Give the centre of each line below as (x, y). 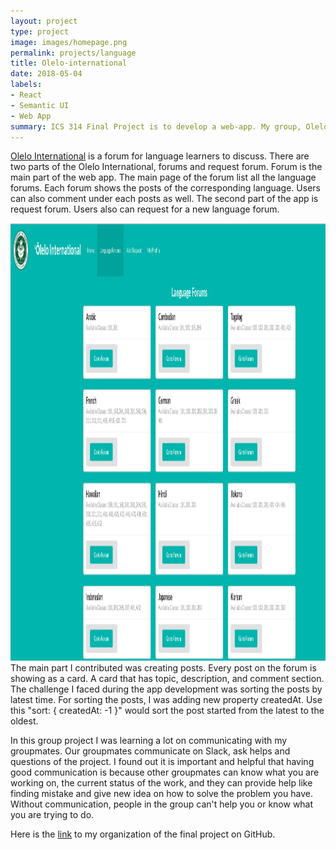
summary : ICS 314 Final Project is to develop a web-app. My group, (156, 126)
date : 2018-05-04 (46, 74)
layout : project (44, 21)
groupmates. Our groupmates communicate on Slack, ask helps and (150, 751)
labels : (26, 85)
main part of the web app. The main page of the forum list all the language (163, 177)
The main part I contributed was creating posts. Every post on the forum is (163, 668)
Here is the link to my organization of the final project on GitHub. (143, 834)
